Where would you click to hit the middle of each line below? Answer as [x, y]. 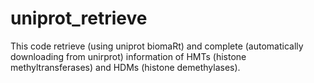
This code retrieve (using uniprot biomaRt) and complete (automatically [157, 46]
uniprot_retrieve [79, 18]
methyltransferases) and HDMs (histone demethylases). [125, 67]
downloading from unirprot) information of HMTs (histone [128, 56]
